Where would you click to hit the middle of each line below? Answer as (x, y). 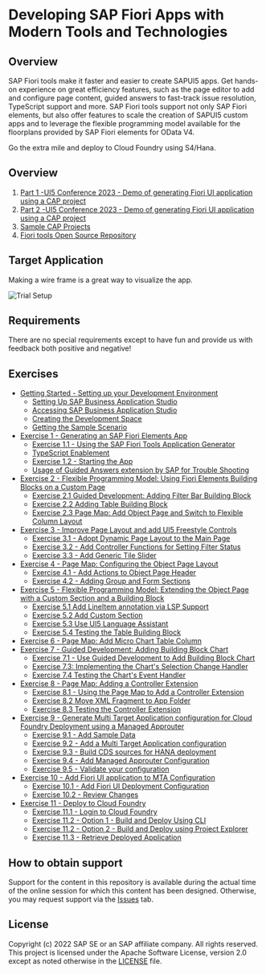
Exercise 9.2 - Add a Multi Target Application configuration (129, 744)
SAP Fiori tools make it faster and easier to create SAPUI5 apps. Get (121, 81)
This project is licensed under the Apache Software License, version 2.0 (128, 952)
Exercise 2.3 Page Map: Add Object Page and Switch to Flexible (137, 513)
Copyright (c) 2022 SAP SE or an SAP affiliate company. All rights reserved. (133, 943)
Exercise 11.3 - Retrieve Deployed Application (107, 837)
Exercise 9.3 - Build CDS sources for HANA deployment (124, 752)
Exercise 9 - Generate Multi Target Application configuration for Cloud (136, 718)
